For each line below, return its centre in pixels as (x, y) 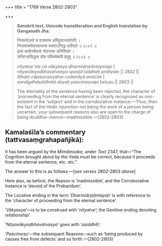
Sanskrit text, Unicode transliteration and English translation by (82, 26)
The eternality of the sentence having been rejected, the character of (86, 91)
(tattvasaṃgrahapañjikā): (44, 140)
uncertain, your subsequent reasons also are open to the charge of (84, 112)
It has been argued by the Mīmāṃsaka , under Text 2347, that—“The (73, 151)
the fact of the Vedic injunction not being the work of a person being (85, 107)
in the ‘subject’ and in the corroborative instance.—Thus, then (96, 102)
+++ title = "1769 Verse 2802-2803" (41, 7)
